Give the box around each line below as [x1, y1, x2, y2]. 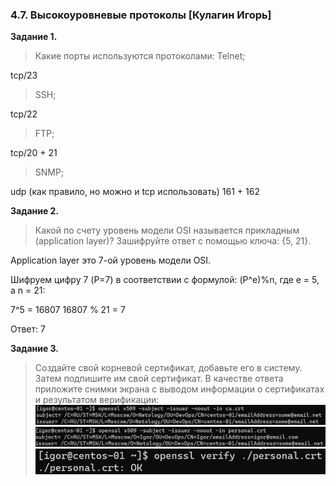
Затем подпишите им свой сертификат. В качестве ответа [34, 373, 284, 385]
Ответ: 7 [10, 323, 46, 335]
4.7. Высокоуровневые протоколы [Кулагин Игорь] [10, 8, 272, 22]
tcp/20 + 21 [10, 147, 58, 159]
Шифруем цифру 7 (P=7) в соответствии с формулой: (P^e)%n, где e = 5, [10, 274, 320, 286]
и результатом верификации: [34, 394, 160, 406]
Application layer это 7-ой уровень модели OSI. [10, 254, 212, 267]
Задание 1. [10, 31, 58, 43]
